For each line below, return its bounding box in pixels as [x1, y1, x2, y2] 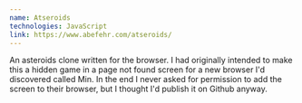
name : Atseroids [9, 13, 71, 23]
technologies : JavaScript [9, 22, 107, 31]
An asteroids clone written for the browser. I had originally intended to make [9, 55, 293, 66]
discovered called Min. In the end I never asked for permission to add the [9, 74, 283, 85]
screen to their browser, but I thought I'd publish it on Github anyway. [9, 83, 268, 95]
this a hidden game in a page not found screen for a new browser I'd [9, 64, 266, 75]
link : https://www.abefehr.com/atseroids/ [9, 30, 172, 39]
